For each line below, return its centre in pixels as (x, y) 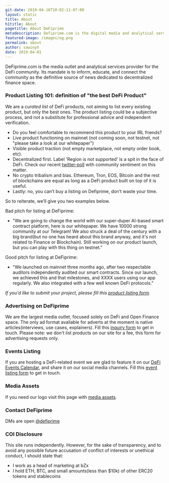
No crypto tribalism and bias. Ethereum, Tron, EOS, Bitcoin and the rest (86, 175)
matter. (20, 170)
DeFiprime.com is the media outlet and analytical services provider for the (82, 67)
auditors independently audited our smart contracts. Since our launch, (85, 272)
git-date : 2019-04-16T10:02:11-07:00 (45, 10)
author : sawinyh (22, 47)
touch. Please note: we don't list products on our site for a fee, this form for (83, 333)
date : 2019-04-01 (23, 52)
